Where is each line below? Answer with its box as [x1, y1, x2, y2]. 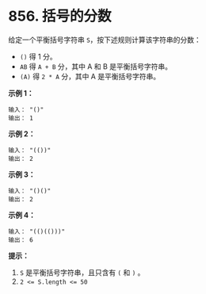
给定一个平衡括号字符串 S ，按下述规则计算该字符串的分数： [8, 35, 202, 44]
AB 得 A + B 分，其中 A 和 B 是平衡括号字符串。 [19, 61, 173, 71]
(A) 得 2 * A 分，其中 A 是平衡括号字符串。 [19, 71, 161, 81]
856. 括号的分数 [8, 7, 113, 25]
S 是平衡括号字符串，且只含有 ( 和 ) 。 [19, 267, 145, 277]
